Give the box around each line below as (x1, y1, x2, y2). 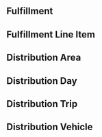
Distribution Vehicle (6, 121, 93, 133)
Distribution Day (6, 75, 77, 87)
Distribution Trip (6, 98, 78, 110)
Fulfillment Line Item (6, 29, 95, 40)
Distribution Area (6, 52, 81, 63)
